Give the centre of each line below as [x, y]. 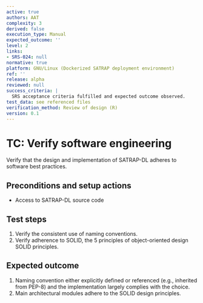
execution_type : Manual [36, 35]
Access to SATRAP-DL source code [59, 200]
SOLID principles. [37, 247]
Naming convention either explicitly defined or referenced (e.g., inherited [106, 280]
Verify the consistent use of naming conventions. [76, 233]
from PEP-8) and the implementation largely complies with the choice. [102, 287]
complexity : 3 [24, 23]
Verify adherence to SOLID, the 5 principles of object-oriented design [102, 240]
